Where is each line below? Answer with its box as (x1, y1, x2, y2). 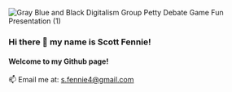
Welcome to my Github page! (8, 56, 109, 66)
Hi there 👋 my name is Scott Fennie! (8, 36, 152, 48)
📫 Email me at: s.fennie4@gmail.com (8, 75, 134, 85)
